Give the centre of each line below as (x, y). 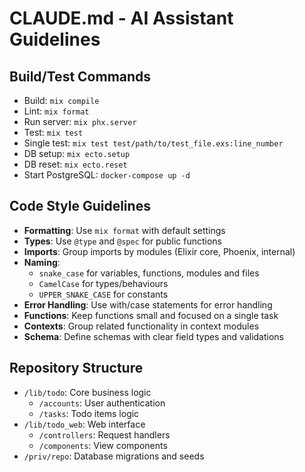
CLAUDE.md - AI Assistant (121, 18)
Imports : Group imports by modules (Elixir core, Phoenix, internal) (159, 251)
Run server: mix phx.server (80, 121)
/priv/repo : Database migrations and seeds (114, 456)
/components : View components (103, 445)
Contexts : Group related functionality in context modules (141, 326)
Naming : (42, 262)
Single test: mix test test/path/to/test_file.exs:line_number (153, 143)
